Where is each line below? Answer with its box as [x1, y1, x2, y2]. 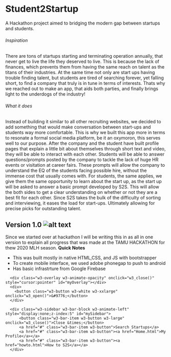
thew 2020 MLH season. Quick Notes [5, 245, 85, 251]
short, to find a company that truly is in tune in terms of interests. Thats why [5, 80, 165, 86]
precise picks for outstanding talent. [5, 206, 81, 212]
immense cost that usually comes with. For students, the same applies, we [5, 173, 162, 179]
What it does [5, 103, 32, 109]
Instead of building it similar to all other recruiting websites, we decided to [5, 119, 161, 125]
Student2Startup [5, 3, 78, 15]
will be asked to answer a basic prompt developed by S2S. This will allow [5, 184, 160, 190]
